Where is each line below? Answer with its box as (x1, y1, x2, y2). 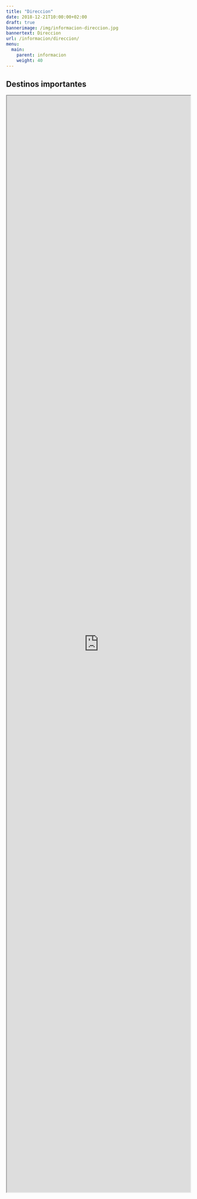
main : (11, 47, 25, 53)
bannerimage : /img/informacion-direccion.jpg (6, 25, 118, 31)
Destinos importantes (6, 79, 87, 89)
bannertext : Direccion (6, 30, 61, 36)
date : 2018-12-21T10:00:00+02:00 (6, 14, 87, 20)
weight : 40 (16, 57, 43, 63)
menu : (6, 42, 19, 47)
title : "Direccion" (6, 8, 54, 15)
